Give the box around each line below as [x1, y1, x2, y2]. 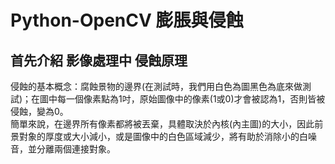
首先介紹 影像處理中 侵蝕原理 [10, 52, 188, 69]
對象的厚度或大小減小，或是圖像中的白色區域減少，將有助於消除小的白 [18, 131, 308, 142]
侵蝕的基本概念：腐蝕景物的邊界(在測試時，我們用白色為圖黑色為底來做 [10, 81, 303, 92]
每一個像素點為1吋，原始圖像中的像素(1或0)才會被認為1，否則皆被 [57, 93, 326, 105]
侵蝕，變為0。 [10, 106, 69, 117]
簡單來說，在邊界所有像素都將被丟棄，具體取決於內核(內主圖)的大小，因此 [10, 118, 315, 130]
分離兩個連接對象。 [36, 143, 116, 155]
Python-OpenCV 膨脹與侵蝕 [10, 9, 244, 32]
